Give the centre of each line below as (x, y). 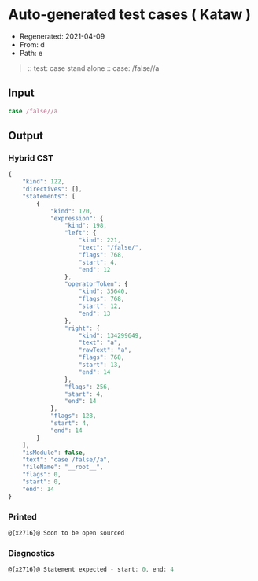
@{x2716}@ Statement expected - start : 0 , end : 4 (91, 570)
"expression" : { (77, 218)
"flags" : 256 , (87, 387)
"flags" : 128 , (73, 416)
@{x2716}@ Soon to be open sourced (66, 533)
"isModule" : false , (54, 453)
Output (26, 136)
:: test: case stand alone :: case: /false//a (93, 68)
